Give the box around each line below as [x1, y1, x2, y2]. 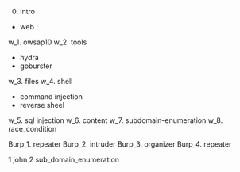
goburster [19, 61, 53, 71]
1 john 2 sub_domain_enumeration [8, 155, 120, 164]
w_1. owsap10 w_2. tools [8, 37, 87, 47]
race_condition [8, 124, 57, 133]
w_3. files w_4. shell [8, 77, 73, 86]
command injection [19, 92, 83, 101]
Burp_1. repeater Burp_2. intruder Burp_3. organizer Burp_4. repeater [8, 140, 232, 149]
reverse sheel [19, 101, 65, 109]
